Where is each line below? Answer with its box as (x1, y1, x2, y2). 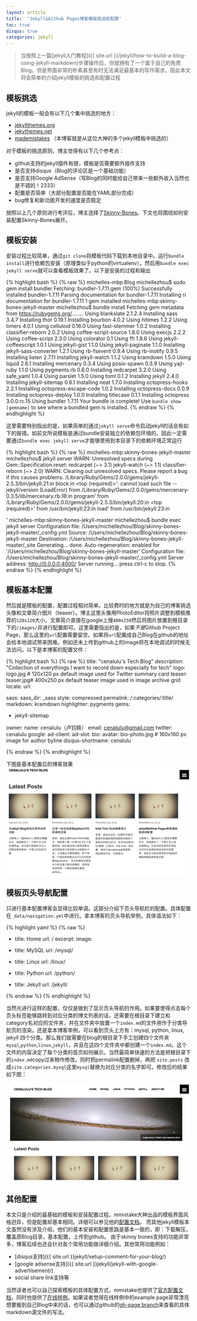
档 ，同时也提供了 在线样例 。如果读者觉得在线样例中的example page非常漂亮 (6, 1293, 189, 1301)
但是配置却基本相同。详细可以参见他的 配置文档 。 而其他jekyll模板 (26, 1218, 185, 1225)
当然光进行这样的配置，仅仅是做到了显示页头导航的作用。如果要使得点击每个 (6, 1004, 191, 1011)
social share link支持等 (14, 1274, 69, 1281)
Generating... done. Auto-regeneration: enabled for (36, 541, 160, 548)
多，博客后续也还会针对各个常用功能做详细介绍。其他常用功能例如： (6, 1240, 171, 1247)
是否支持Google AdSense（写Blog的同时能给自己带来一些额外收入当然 (14, 174, 185, 181)
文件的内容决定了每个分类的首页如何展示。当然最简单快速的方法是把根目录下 (6, 1048, 191, 1055)
